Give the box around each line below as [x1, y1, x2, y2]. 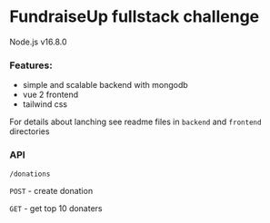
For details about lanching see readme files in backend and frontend [9, 116, 262, 128]
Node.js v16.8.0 [9, 36, 67, 47]
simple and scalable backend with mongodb [22, 80, 188, 91]
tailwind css [22, 99, 68, 110]
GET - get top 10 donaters [9, 202, 103, 214]
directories [9, 126, 50, 137]
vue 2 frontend [22, 89, 79, 101]
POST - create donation [9, 185, 94, 196]
